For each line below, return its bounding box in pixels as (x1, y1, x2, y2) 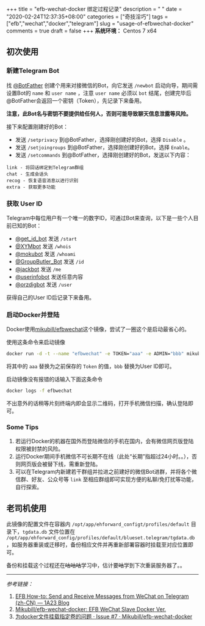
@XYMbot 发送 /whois (15, 242, 71, 249)
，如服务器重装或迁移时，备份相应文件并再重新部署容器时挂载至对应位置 (6, 541, 188, 548)
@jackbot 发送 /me (15, 265, 62, 273)
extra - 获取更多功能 (6, 184, 56, 190)
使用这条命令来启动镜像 (6, 339, 65, 346)
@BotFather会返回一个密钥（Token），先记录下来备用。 (6, 97, 145, 104)
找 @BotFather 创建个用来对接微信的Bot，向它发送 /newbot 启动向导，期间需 (6, 81, 198, 89)
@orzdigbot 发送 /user (15, 281, 73, 288)
